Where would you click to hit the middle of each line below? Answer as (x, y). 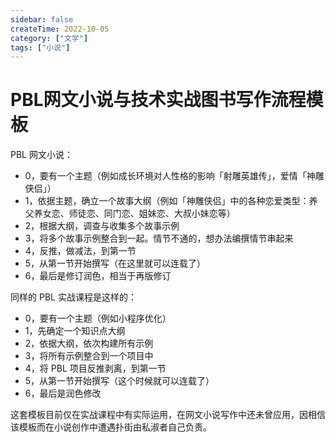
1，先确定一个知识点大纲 (75, 331)
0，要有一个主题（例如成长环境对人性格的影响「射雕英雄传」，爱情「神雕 (174, 176)
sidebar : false (42, 19)
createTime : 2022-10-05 (60, 29)
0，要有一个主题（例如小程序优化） (98, 318)
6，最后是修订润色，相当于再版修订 (98, 276)
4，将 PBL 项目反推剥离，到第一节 (95, 368)
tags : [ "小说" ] (40, 47)
